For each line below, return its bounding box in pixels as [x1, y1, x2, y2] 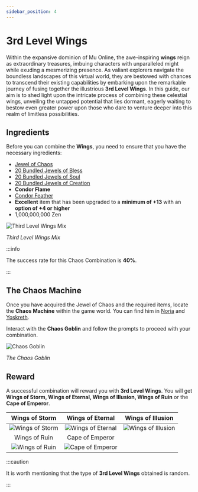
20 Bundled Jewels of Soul [14, 173, 80, 180]
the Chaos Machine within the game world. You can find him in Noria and [6, 307, 185, 315]
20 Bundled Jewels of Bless [14, 167, 83, 174]
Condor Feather [14, 192, 54, 199]
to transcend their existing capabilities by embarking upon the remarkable [6, 79, 186, 86]
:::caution [6, 458, 30, 465]
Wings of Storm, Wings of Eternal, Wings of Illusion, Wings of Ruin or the [6, 394, 189, 400]
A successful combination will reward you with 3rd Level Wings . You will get [6, 387, 193, 394]
